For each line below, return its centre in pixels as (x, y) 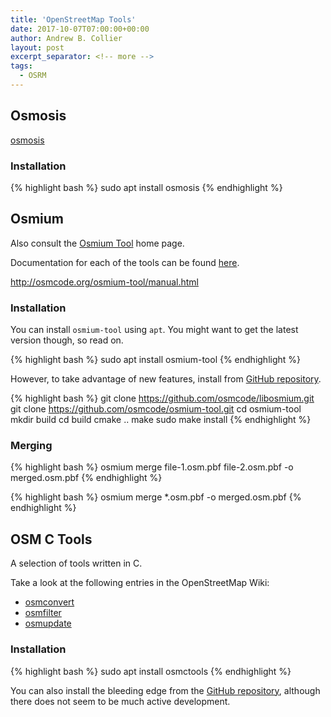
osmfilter (43, 613)
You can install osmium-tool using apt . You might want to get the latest (154, 330)
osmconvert (49, 602)
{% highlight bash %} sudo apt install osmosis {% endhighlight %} (146, 187)
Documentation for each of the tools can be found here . (125, 262)
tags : (21, 66)
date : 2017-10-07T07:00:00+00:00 (80, 29)
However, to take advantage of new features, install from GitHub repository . (166, 379)
